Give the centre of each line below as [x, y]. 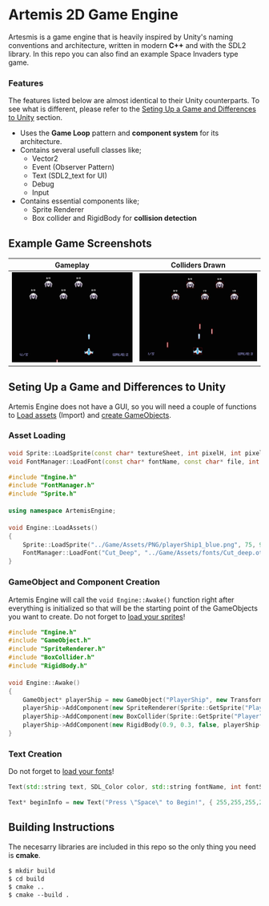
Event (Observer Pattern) [73, 167]
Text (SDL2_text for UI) [70, 176]
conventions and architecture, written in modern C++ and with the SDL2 [127, 45]
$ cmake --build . [39, 895]
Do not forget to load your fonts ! [61, 772]
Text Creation [35, 754]
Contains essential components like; [80, 201]
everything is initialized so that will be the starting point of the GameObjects [133, 608]
